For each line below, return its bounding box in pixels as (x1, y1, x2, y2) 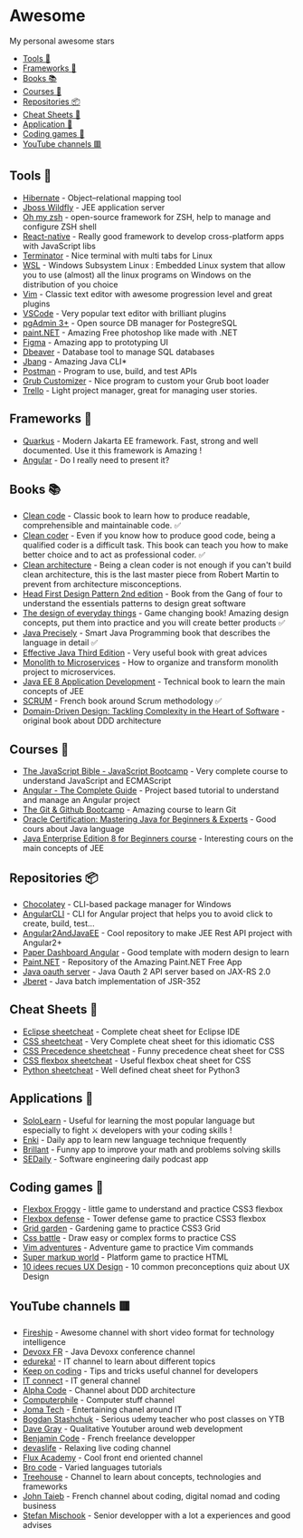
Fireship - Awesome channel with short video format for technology (22, 1327, 275, 1338)
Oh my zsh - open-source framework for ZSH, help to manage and (22, 211, 271, 222)
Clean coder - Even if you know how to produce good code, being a (22, 530, 276, 541)
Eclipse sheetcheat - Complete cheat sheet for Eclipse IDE (22, 1026, 241, 1037)
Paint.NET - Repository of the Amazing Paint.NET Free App (22, 957, 242, 967)
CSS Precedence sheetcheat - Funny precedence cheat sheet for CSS (22, 1045, 285, 1056)
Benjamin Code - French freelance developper (22, 1433, 196, 1444)
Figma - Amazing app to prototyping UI (22, 336, 169, 347)
